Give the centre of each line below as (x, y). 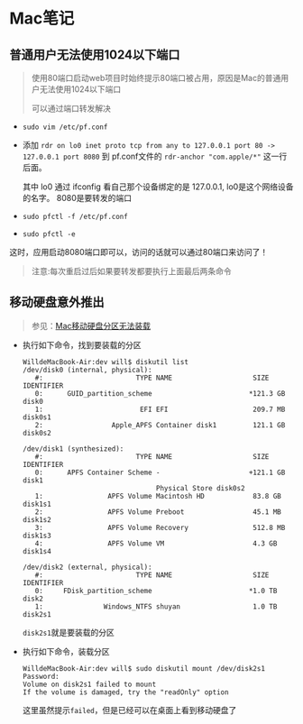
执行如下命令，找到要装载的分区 (82, 344)
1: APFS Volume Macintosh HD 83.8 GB (158, 496)
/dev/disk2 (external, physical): (87, 567)
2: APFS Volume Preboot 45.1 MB (158, 512)
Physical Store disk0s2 (201, 488)
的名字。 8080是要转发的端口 (77, 198)
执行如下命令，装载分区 (66, 651)
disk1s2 (37, 519)
